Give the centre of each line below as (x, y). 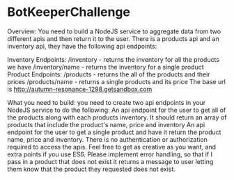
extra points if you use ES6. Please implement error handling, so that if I (110, 154)
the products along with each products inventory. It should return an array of (117, 117)
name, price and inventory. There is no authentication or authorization (107, 139)
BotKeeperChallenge (69, 12)
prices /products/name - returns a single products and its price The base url (117, 81)
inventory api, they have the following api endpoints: (82, 46)
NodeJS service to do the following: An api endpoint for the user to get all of (117, 110)
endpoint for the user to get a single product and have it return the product (114, 132)
